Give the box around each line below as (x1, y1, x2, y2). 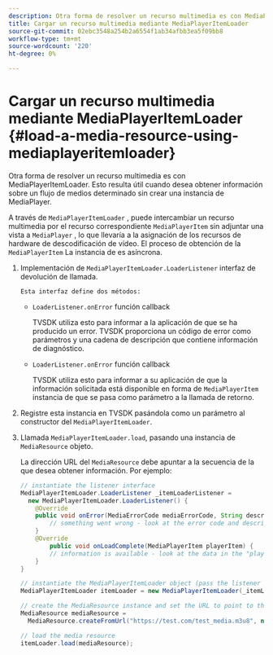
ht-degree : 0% (8, 50, 57, 58)
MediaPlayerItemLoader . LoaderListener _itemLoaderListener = (19, 489, 232, 497)
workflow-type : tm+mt (8, 34, 82, 43)
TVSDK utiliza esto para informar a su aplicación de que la (32, 375, 227, 385)
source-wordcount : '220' (8, 42, 93, 51)
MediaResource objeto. (19, 441, 93, 451)
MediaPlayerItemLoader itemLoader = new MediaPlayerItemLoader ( (19, 587, 243, 596)
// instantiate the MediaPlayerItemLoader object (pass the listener (19, 579, 262, 587)
